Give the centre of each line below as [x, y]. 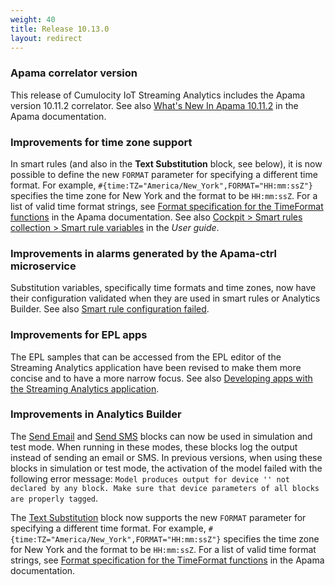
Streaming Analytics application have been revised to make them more [156, 367]
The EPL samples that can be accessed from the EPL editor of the [146, 357]
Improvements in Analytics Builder [96, 414]
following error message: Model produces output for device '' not [150, 478]
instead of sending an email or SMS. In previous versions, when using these [166, 457]
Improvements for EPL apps [79, 335]
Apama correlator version [74, 73]
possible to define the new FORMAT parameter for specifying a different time [164, 174]
